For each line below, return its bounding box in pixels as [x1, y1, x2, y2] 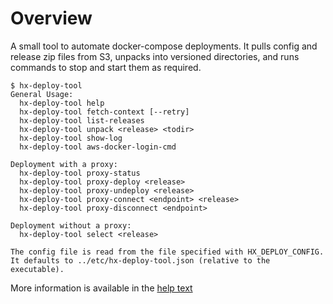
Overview [10, 7, 93, 30]
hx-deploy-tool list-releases [19, 115, 145, 126]
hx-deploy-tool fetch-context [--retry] [19, 107, 190, 117]
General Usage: [10, 89, 74, 99]
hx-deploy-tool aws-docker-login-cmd [19, 142, 177, 152]
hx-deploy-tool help [19, 98, 105, 108]
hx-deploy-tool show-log [19, 133, 123, 143]
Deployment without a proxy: [10, 220, 132, 231]
